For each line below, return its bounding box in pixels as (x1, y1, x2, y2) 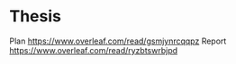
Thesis (9, 6, 61, 27)
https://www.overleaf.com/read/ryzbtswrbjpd (9, 44, 178, 55)
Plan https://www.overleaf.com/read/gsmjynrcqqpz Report (9, 36, 227, 46)
